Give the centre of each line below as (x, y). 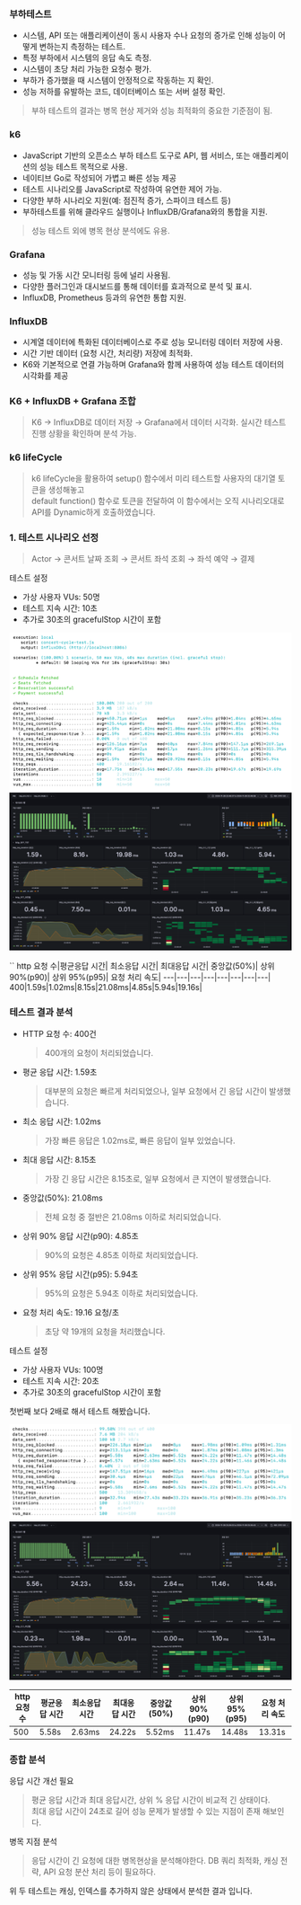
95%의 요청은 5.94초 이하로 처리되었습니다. (121, 1293)
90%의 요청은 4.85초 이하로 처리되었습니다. (121, 1254)
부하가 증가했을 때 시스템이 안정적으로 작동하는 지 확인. (118, 80)
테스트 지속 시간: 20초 (61, 1380)
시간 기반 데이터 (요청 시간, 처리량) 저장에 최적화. (107, 353)
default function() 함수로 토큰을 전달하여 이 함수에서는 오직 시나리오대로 (158, 501)
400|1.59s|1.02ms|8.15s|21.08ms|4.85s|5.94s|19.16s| (106, 988)
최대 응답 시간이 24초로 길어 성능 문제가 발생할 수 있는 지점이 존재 (146, 1812)
